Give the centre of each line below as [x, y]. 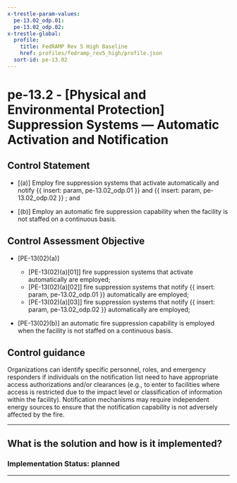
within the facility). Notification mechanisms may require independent [108, 400]
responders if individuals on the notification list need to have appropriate [113, 377]
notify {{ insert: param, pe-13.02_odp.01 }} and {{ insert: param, [110, 190]
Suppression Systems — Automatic [114, 125]
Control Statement [49, 166]
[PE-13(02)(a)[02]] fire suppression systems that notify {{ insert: [121, 287]
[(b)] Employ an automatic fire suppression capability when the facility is [123, 211]
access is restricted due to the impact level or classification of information [115, 392]
